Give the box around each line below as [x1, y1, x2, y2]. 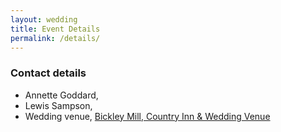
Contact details [10, 66, 87, 80]
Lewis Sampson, [24, 99, 93, 111]
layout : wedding [10, 14, 78, 25]
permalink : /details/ [10, 33, 101, 43]
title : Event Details [10, 24, 101, 34]
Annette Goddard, [24, 89, 99, 101]
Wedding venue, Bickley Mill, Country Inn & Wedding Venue [24, 110, 271, 122]
